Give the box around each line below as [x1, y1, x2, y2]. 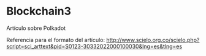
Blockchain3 [6, 4, 72, 18]
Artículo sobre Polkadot [6, 24, 66, 32]
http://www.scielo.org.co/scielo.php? [106, 36, 200, 43]
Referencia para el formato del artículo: [6, 36, 105, 43]
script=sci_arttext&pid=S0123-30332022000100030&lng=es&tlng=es [6, 43, 183, 50]
